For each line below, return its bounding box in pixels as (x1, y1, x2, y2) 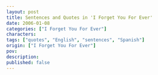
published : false (6, 59, 50, 65)
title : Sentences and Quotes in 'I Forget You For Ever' (6, 15, 153, 21)
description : (6, 54, 39, 60)
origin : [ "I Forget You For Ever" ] (6, 43, 96, 49)
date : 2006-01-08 (6, 20, 50, 26)
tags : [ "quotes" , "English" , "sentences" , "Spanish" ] (6, 37, 145, 43)
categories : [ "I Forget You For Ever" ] (6, 25, 107, 32)
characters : (6, 31, 36, 37)
